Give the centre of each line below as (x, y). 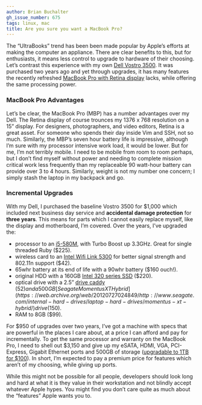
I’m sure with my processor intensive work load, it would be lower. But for (97, 145)
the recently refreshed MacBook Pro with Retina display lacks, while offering (101, 78)
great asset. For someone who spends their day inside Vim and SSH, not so (100, 132)
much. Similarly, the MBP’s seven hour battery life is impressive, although (97, 139)
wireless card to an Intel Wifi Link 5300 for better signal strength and (100, 256)
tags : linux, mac (28, 23)
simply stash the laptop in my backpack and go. (66, 177)
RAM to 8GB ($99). (39, 314)
